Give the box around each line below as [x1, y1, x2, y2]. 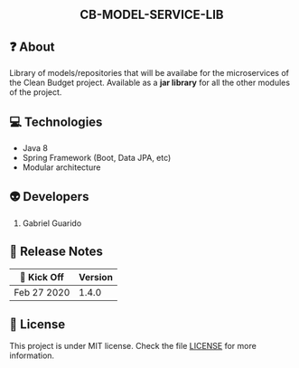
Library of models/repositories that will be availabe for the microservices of [9, 68, 289, 79]
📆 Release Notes [9, 244, 104, 259]
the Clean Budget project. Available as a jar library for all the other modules [9, 77, 291, 89]
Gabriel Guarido [22, 217, 82, 229]
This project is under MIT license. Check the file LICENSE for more [9, 341, 257, 352]
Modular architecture [22, 162, 101, 173]
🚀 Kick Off [19, 270, 65, 283]
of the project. [9, 87, 62, 98]
